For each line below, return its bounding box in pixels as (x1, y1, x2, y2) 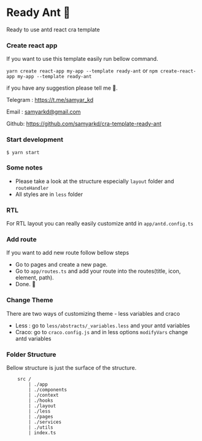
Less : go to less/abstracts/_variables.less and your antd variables (15, 322, 190, 329)
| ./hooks (28, 397, 53, 404)
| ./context (28, 392, 60, 399)
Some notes (6, 163, 43, 172)
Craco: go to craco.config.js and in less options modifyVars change (15, 328, 188, 335)
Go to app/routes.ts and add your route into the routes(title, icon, (15, 267, 181, 275)
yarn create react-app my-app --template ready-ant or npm (6, 67, 158, 74)
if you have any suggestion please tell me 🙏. (6, 84, 118, 92)
